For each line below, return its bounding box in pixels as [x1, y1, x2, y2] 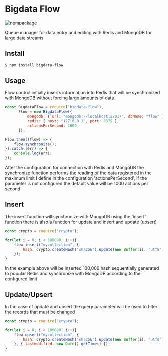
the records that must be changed [5, 309, 75, 315]
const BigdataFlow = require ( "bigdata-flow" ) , [5, 105, 104, 110]
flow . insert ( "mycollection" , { [14, 242, 79, 247]
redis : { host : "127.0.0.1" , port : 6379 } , [27, 119, 120, 124]
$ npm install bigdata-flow [5, 62, 64, 68]
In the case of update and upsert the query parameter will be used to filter [5, 303, 158, 309]
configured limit [5, 276, 37, 282]
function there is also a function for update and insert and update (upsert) [5, 219, 157, 225]
